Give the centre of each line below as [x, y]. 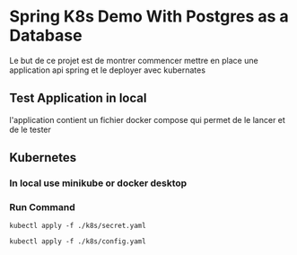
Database [46, 35]
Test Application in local [78, 98]
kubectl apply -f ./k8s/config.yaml [78, 242]
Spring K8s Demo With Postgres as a [149, 17]
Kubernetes [43, 158]
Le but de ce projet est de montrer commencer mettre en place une [134, 60]
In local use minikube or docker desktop [98, 183]
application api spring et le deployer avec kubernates [108, 70]
